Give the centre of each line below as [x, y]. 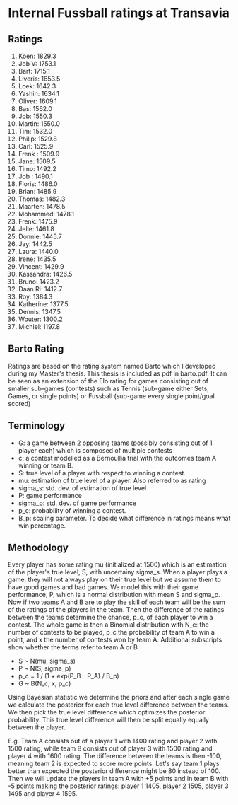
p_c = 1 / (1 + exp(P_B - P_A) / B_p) [69, 676]
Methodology [38, 548]
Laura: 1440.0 [38, 251]
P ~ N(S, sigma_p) [44, 668]
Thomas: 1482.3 [42, 199]
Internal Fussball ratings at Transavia [119, 13]
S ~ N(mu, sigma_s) [47, 661]
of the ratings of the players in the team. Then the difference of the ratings [116, 610]
